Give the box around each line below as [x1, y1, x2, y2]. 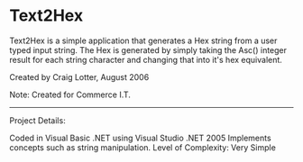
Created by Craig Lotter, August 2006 [9, 71, 150, 82]
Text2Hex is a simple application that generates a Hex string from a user [9, 35, 278, 46]
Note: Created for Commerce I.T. [9, 89, 131, 100]
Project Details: [9, 114, 66, 126]
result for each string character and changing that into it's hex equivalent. [9, 54, 282, 65]
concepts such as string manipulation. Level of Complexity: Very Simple [9, 141, 277, 153]
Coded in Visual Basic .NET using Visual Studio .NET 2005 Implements [9, 132, 272, 143]
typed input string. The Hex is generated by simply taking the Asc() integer [9, 44, 287, 55]
